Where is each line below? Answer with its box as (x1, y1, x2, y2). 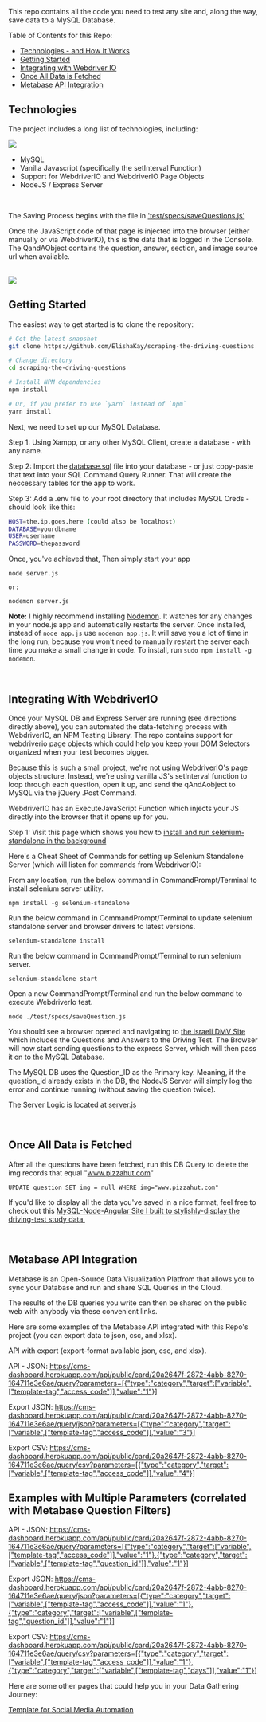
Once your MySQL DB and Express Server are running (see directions (8, 713, 237, 723)
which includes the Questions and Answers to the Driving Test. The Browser (8, 1035, 258, 1045)
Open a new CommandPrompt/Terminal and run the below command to (8, 988, 243, 998)
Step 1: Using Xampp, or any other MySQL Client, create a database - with (8, 437, 251, 447)
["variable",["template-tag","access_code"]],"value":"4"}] (8, 1468, 195, 1477)
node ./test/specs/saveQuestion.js (8, 1012, 127, 1021)
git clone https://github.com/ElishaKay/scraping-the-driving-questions (8, 342, 255, 350)
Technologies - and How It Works (19, 46, 130, 55)
